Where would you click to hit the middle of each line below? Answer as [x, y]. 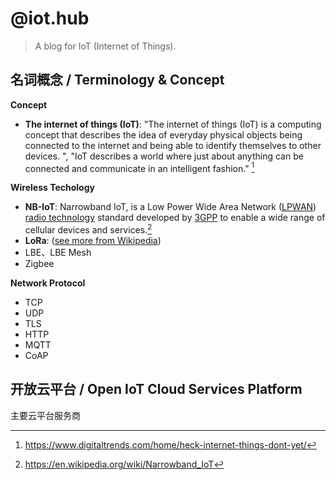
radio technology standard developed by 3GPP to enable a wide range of [175, 218]
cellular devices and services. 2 [88, 229]
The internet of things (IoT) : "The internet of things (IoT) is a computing [173, 124]
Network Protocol [48, 283]
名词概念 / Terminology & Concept [117, 80]
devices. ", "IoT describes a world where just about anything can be [164, 156]
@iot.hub [50, 18]
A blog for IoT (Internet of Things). [105, 46]
